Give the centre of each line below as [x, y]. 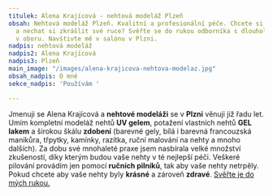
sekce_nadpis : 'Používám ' [54, 83]
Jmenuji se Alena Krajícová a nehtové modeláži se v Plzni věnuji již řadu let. [136, 113]
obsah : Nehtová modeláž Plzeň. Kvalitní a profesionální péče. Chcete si [136, 23]
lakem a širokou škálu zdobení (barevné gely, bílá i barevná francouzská [130, 131]
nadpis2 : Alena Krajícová [52, 53]
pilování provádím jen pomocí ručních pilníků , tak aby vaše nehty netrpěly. [134, 165]
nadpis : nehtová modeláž [50, 46]
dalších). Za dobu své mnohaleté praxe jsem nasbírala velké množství [125, 148]
